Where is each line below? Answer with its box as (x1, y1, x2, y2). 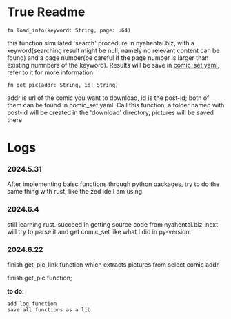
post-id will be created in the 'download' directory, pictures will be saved (7, 108, 214, 116)
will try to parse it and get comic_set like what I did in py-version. (7, 227, 192, 236)
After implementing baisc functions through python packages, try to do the (7, 180, 220, 188)
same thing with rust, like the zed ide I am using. (7, 187, 144, 196)
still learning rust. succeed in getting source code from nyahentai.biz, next (7, 220, 219, 228)
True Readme (7, 4, 86, 20)
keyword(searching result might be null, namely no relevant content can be (7, 46, 220, 54)
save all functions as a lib (7, 307, 91, 313)
